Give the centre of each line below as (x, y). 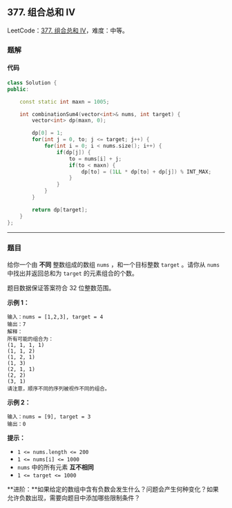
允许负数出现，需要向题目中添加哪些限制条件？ (74, 498)
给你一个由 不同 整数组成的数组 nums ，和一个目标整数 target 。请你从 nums (113, 264)
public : (18, 89)
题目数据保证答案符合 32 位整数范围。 (61, 288)
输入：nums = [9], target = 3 (49, 417)
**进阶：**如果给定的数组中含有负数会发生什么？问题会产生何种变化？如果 (113, 489)
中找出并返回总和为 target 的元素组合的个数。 (72, 273)
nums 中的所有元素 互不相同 (56, 467)
